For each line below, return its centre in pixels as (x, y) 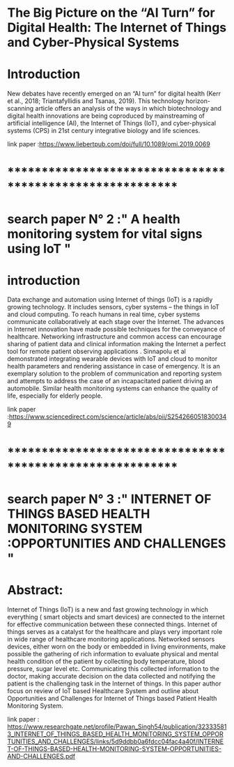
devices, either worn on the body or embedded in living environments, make (117, 646)
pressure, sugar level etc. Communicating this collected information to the (113, 668)
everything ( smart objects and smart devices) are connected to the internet (116, 617)
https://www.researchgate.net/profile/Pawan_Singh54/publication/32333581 (117, 727)
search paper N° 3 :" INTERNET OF (109, 499)
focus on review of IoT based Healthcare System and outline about (103, 690)
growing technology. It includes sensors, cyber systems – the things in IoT (114, 307)
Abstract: (35, 590)
